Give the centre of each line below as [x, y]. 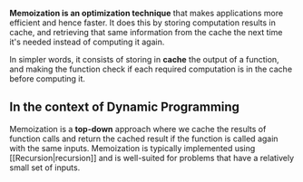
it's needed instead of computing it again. [87, 42]
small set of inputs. [45, 168]
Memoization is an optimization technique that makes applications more [147, 13]
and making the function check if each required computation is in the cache [151, 69]
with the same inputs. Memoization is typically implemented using [132, 148]
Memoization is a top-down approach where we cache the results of [138, 129]
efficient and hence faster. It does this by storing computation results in [143, 23]
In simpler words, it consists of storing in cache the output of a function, [144, 59]
